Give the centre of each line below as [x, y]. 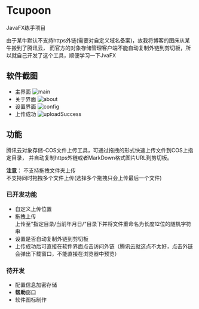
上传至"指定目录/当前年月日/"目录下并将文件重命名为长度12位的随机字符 [103, 224]
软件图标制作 [30, 300]
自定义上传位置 [33, 209]
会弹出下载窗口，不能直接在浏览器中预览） [67, 253]
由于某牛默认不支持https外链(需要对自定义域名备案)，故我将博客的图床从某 [98, 40]
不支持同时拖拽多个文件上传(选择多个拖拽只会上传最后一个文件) [84, 178]
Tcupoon [29, 10]
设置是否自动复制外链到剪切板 [51, 238]
